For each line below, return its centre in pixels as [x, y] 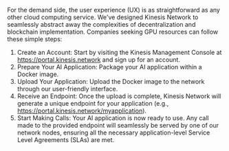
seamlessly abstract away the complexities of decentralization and [101, 24]
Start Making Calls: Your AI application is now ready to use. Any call [113, 118]
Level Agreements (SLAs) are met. [66, 140]
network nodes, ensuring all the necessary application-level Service [113, 132]
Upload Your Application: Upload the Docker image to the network [111, 81]
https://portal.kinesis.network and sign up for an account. [99, 60]
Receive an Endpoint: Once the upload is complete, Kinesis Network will [119, 96]
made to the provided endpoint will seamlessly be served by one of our [118, 125]
